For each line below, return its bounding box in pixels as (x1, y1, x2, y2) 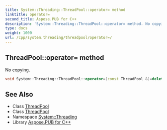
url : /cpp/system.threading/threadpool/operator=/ (5, 35, 112, 40)
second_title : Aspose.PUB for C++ (5, 16, 77, 21)
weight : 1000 (5, 30, 32, 35)
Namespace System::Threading (12, 114, 77, 120)
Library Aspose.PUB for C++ (12, 119, 71, 125)
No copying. (5, 67, 30, 73)
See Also (5, 90, 33, 99)
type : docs (5, 26, 28, 31)
